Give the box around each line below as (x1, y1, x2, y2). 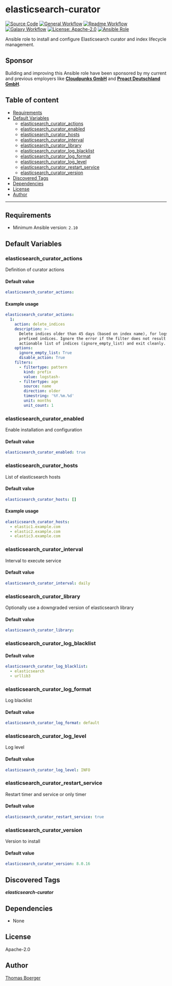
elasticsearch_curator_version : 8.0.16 (5, 861, 91, 866)
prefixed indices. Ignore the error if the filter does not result (18, 336, 166, 341)
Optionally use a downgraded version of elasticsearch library (5, 604, 134, 611)
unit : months (24, 398, 52, 404)
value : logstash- (24, 374, 60, 380)
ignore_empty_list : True (18, 350, 72, 355)
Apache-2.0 (5, 946, 31, 952)
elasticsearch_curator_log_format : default (5, 720, 100, 726)
